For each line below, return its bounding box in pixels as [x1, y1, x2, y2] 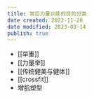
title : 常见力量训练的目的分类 [7, 10, 87, 17]
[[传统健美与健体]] [17, 67, 70, 76]
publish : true [7, 29, 49, 37]
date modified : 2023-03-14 [7, 23, 86, 30]
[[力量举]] [17, 59, 46, 67]
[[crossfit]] [17, 75, 49, 84]
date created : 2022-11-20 [7, 17, 83, 24]
